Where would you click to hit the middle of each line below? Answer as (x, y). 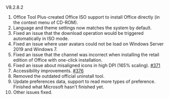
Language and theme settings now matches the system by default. (82, 28)
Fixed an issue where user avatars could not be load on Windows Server (88, 44)
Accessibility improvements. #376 (48, 71)
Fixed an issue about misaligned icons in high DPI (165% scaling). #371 (87, 65)
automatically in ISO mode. (41, 38)
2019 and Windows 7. (35, 49)
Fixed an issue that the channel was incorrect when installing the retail (86, 55)
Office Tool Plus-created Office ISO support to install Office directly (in (87, 17)
